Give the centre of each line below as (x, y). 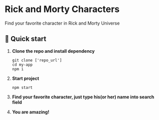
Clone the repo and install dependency (53, 51)
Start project (25, 78)
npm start (22, 87)
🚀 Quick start (25, 39)
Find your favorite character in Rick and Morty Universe (62, 23)
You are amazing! (31, 112)
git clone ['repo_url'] (37, 60)
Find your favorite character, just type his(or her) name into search (83, 97)
